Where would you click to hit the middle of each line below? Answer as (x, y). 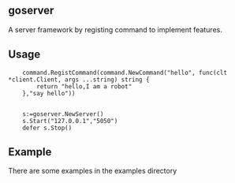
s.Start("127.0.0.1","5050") (70, 121)
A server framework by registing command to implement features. (115, 29)
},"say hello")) (49, 93)
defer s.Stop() (47, 128)
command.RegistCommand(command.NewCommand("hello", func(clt (125, 73)
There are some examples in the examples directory (93, 171)
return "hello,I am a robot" (84, 86)
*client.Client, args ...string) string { (79, 80)
